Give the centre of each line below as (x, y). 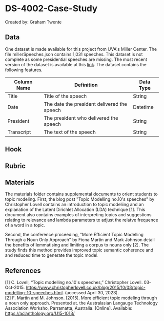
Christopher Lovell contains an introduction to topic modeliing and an (74, 205)
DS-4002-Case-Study (51, 9)
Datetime (143, 107)
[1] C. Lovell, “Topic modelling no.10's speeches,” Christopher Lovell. (74, 283)
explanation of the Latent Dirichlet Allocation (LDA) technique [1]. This (75, 209)
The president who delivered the (81, 118)
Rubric (15, 166)
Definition (86, 85)
